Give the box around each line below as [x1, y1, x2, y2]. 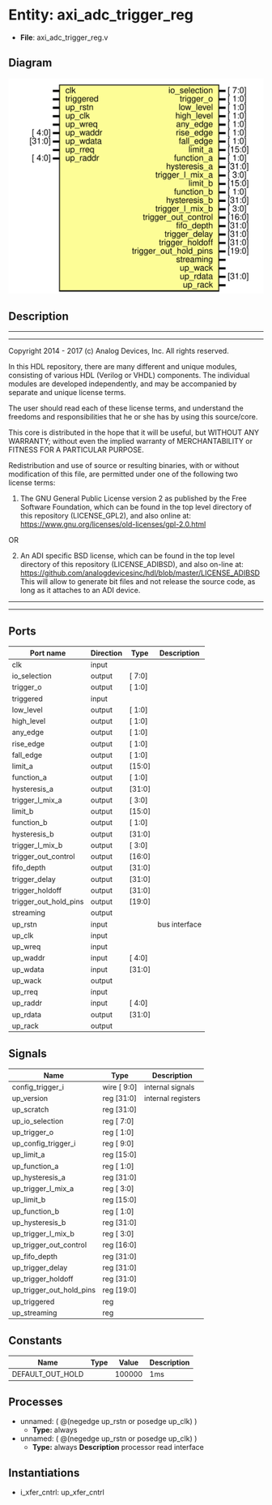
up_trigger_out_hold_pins [11, 1285, 96, 1295]
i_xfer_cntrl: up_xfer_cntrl [19, 1487, 105, 1498]
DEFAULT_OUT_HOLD [11, 1370, 84, 1378]
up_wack [11, 975, 42, 985]
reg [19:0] [102, 1285, 138, 1295]
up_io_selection [11, 1116, 64, 1125]
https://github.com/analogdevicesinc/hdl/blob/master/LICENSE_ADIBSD [19, 568, 261, 578]
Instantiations [8, 1466, 80, 1480]
